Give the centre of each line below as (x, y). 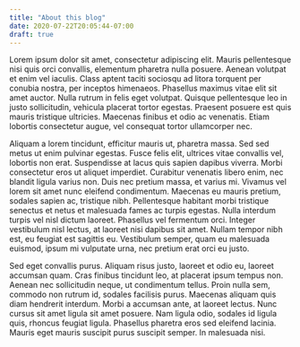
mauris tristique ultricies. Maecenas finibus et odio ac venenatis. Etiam (140, 117)
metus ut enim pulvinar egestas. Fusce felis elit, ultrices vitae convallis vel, (147, 153)
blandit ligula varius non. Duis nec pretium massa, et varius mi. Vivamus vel (148, 182)
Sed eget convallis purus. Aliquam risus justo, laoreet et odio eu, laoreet (142, 266)
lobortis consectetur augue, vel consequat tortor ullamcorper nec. (131, 126)
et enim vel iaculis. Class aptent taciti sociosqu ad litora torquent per (135, 79)
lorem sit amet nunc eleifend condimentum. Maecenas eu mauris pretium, (145, 191)
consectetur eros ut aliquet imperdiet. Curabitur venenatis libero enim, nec (146, 172)
